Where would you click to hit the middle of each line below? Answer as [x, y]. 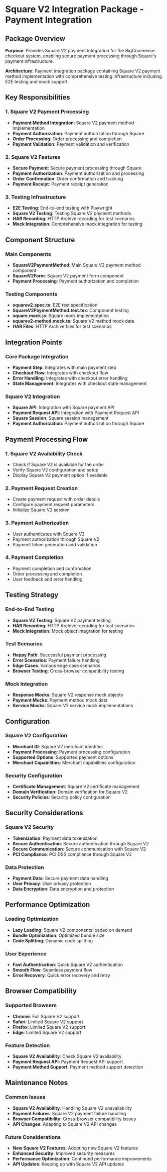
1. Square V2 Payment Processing [47, 112]
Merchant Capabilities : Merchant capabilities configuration [74, 762]
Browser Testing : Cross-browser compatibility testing [68, 671]
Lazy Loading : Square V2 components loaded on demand [72, 930]
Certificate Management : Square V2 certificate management [76, 787]
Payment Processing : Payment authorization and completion [75, 281]
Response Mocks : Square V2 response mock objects [68, 695]
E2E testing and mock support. [37, 82]
